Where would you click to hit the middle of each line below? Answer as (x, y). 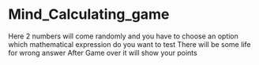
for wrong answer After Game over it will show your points (103, 52)
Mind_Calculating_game (89, 14)
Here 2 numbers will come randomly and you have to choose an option (124, 36)
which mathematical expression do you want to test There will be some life (129, 44)
